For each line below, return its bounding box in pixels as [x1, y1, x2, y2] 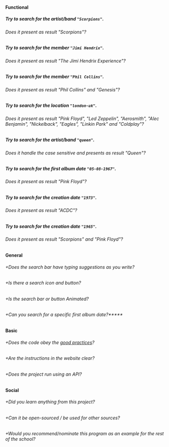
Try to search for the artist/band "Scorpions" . [5, 16, 104, 22]
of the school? [5, 436, 36, 442]
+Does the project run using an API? [5, 371, 82, 377]
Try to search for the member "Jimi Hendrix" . [5, 45, 104, 51]
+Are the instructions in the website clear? [5, 355, 95, 361]
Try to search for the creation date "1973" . [5, 195, 97, 201]
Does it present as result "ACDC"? [5, 207, 78, 213]
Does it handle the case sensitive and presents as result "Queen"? [5, 149, 146, 156]
